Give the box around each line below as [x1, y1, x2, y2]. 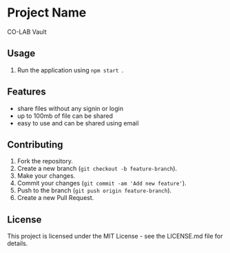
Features [7, 86, 46, 98]
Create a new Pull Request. [17, 194, 94, 202]
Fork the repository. [17, 157, 74, 165]
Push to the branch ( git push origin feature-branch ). [17, 186, 172, 194]
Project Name [7, 5, 87, 21]
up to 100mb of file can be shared [17, 112, 114, 120]
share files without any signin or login [17, 104, 124, 112]
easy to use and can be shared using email [17, 119, 139, 127]
